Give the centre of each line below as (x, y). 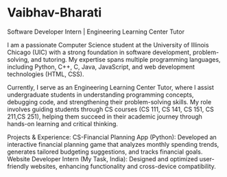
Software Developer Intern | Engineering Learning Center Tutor (96, 32)
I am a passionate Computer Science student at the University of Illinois (108, 45)
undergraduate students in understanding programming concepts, (100, 95)
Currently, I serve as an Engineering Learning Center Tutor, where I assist (110, 87)
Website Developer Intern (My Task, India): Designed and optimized (103, 158)
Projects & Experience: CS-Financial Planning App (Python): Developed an (112, 137)
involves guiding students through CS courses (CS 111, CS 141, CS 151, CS (110, 109)
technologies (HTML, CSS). (46, 74)
